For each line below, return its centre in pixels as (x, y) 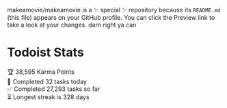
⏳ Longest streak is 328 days (49, 97)
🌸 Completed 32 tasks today (47, 81)
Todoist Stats (45, 52)
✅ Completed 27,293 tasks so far (54, 89)
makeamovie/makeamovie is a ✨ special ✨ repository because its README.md (114, 10)
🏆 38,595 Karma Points (41, 72)
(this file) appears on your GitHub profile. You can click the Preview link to (111, 17)
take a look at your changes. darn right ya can (72, 25)
